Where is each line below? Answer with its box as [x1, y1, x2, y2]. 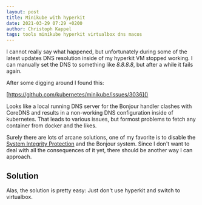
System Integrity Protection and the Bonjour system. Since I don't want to [6, 140, 190, 147]
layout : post [6, 8, 39, 15]
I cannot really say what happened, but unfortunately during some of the [6, 48, 187, 55]
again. [6, 67, 22, 75]
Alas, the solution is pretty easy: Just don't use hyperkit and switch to [6, 186, 181, 194]
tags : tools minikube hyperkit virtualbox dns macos [6, 32, 143, 38]
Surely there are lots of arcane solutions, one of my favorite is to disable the [6, 134, 196, 141]
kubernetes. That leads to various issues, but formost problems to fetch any [6, 116, 196, 123]
